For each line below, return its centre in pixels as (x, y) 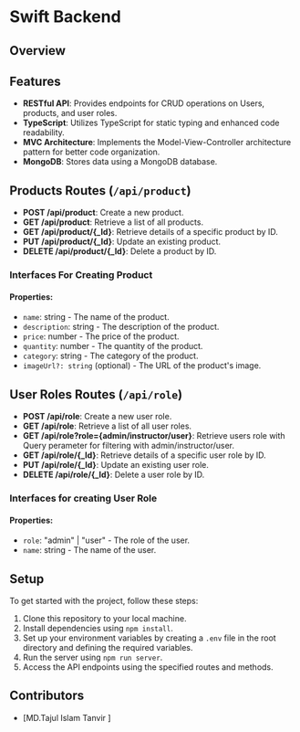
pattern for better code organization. (91, 152)
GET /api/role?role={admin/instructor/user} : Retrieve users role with (154, 436)
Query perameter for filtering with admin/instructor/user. (129, 446)
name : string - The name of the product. (96, 317)
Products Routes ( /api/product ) (100, 191)
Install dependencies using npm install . (98, 629)
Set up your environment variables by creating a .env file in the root (149, 638)
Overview (38, 51)
